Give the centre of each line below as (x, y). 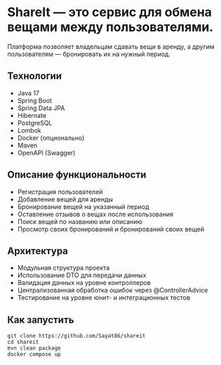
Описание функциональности (77, 175)
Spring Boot (35, 100)
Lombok (29, 130)
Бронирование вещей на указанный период (83, 206)
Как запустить (41, 320)
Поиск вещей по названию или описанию (80, 221)
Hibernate (32, 115)
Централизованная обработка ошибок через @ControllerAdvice (113, 290)
